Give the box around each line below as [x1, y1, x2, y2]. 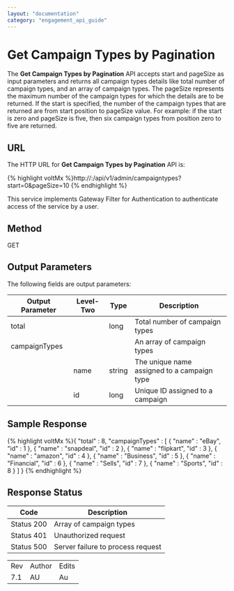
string [109, 366, 128, 375]
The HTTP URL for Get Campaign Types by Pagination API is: [7, 160, 186, 169]
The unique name [134, 357, 192, 366]
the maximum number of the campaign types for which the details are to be [7, 92, 224, 100]
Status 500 [10, 541, 47, 551]
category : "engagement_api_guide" [7, 17, 108, 24]
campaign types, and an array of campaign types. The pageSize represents [7, 84, 224, 93]
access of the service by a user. [7, 202, 99, 211]
